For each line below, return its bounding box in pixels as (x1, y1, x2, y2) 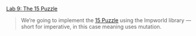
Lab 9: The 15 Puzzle (6, 5, 58, 12)
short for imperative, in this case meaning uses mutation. (20, 23, 162, 30)
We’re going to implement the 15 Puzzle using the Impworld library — (20, 17, 192, 23)
